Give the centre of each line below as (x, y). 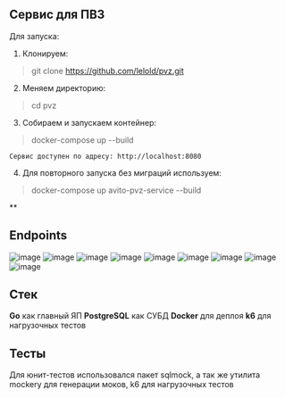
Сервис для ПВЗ (57, 15)
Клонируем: (45, 54)
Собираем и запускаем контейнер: (89, 122)
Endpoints (38, 236)
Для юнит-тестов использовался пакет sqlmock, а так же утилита (135, 375)
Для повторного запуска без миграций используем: (122, 172)
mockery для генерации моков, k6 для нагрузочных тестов (122, 385)
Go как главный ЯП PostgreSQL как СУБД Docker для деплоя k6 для (140, 316)
